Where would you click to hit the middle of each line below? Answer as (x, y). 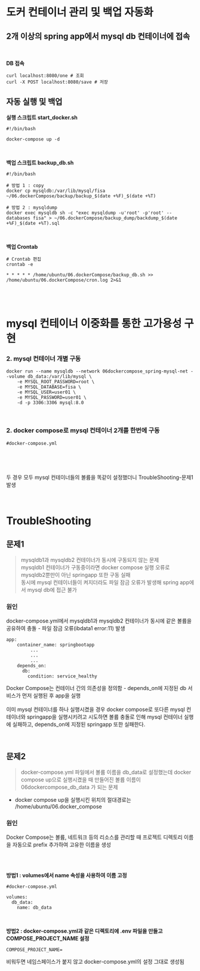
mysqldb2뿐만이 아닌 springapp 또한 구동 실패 (76, 575)
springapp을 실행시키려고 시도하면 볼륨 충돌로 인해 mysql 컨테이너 (105, 717)
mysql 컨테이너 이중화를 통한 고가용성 (94, 323)
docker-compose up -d (33, 139)
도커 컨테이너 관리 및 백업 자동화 (80, 12)
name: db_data (34, 908)
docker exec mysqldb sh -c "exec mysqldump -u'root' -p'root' (85, 213)
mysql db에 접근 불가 (52, 590)
